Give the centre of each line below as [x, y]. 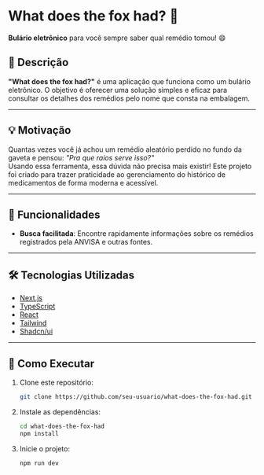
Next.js [31, 298]
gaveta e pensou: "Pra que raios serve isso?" [81, 157]
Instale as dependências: [60, 411]
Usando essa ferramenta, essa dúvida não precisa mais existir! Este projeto [130, 166]
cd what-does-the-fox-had [62, 426]
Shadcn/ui [36, 331]
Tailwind [33, 323]
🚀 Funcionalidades [54, 214]
